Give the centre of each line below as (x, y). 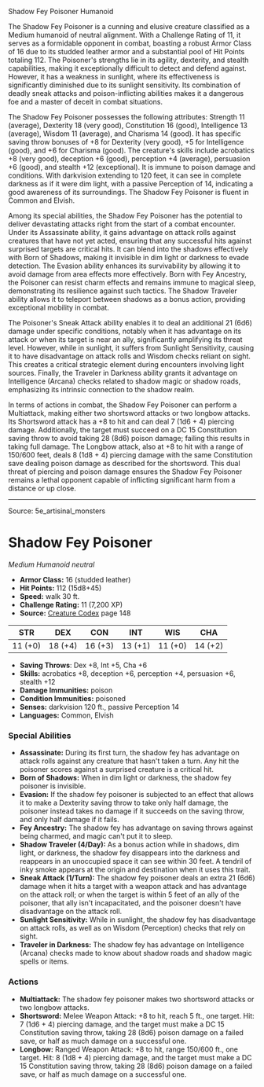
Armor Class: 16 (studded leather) (75, 579)
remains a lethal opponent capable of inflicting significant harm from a (122, 480)
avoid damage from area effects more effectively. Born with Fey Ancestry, (128, 274)
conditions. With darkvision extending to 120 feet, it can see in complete (125, 175)
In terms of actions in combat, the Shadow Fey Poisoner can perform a (123, 405)
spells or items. (44, 961)
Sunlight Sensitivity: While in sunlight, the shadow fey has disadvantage (137, 920)
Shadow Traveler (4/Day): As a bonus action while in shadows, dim (129, 845)
